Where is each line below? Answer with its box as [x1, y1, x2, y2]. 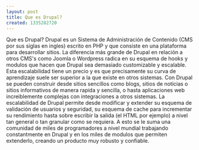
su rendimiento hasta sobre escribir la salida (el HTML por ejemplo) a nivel [6, 112, 188, 119]
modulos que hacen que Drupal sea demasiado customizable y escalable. [6, 61, 187, 68]
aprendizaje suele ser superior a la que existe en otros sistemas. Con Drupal [6, 74, 193, 81]
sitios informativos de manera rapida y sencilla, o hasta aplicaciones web [6, 87, 185, 94]
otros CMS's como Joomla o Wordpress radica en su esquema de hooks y [6, 55, 188, 62]
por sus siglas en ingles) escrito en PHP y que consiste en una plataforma [6, 42, 187, 49]
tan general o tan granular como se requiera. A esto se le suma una [6, 118, 171, 126]
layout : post [6, 8, 39, 15]
